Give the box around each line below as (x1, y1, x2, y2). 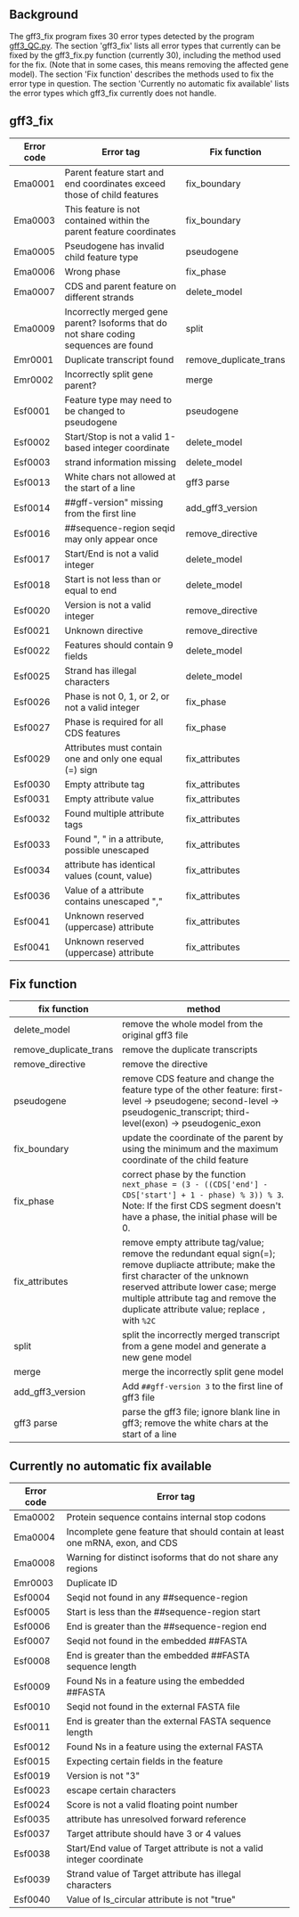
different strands (64, 291, 134, 303)
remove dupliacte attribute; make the (121, 1259, 276, 1271)
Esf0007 (13, 1635, 51, 1648)
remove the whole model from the (121, 1018, 263, 1031)
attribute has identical (64, 858, 156, 870)
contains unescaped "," (64, 895, 163, 908)
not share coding (64, 327, 135, 340)
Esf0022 (13, 644, 51, 656)
